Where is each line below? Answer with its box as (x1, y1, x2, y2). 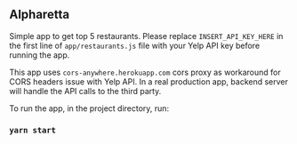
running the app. (9, 49, 70, 60)
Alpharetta (9, 7, 69, 22)
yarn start (9, 124, 56, 135)
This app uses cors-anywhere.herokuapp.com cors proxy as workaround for (9, 67, 282, 77)
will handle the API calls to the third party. (9, 85, 162, 96)
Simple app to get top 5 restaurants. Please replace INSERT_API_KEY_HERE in (9, 30, 284, 41)
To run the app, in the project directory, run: (9, 102, 170, 114)
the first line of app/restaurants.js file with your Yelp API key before (9, 40, 261, 51)
